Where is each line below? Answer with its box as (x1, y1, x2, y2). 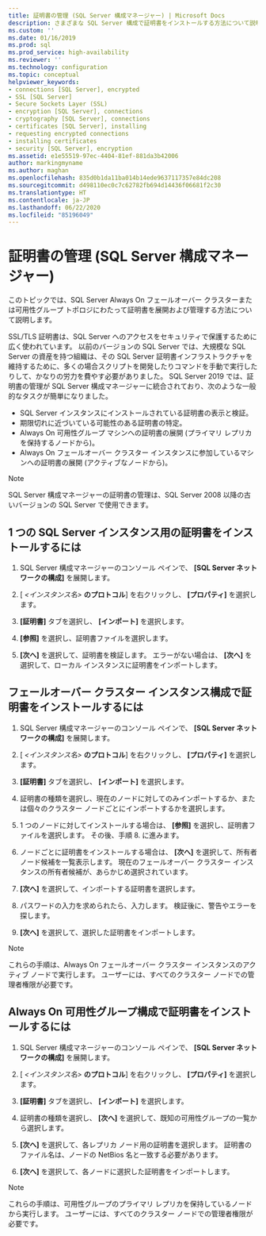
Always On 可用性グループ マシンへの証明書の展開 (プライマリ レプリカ (19, 428, 253, 437)
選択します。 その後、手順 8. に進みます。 (47, 830, 184, 840)
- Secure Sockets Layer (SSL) (8, 100, 108, 108)
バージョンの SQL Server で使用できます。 (14, 500, 153, 510)
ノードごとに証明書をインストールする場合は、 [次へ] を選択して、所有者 (19, 847, 257, 857)
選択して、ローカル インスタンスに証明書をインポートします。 (19, 660, 222, 669)
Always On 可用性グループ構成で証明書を (8, 1005, 211, 1018)
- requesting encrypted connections (8, 129, 129, 137)
